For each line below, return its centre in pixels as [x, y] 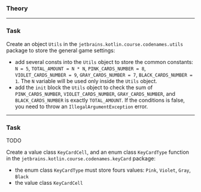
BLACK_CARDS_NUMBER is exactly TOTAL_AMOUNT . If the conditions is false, [100, 100]
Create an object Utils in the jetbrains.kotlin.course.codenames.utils [95, 44]
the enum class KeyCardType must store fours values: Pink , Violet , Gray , [103, 170]
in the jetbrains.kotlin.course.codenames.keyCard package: [81, 158]
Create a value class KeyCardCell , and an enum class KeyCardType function [98, 152]
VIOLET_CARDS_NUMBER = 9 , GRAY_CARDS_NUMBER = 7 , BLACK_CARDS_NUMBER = [103, 74]
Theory [17, 8]
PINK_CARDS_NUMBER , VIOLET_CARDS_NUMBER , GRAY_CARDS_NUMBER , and [95, 93]
